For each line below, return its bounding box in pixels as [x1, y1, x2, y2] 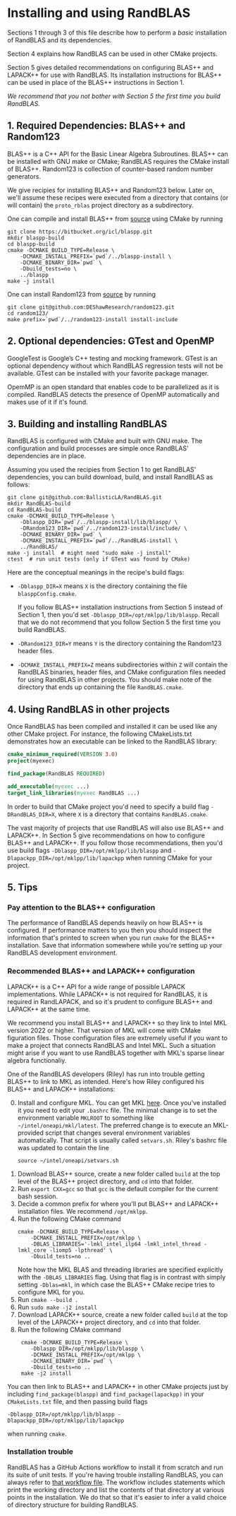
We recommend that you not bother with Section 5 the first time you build [7, 92, 221, 100]
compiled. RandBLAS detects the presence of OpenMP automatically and [7, 390, 220, 398]
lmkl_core [17, 1246, 47, 1254]
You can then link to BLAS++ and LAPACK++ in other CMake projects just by [7, 1382, 229, 1390]
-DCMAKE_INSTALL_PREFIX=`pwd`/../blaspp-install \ [20, 253, 172, 260]
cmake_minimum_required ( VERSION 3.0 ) [7, 751, 118, 758]
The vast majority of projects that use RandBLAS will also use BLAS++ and [7, 823, 224, 832]
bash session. [17, 1192, 58, 1200]
